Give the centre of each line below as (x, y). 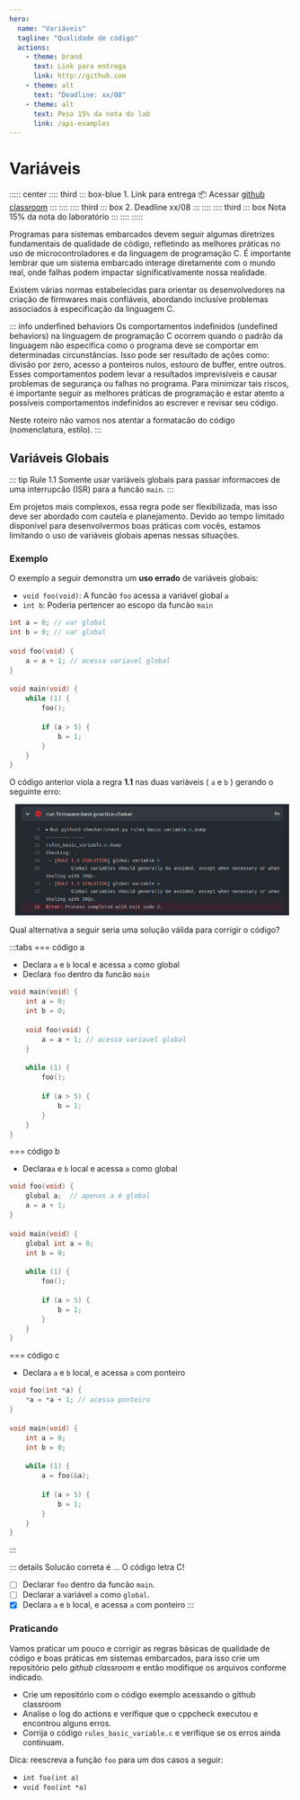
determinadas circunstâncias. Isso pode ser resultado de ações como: (139, 355)
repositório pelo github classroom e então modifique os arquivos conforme (148, 1667)
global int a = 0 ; (60, 1243)
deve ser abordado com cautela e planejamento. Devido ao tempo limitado (147, 516)
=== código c (35, 1355)
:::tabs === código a (47, 948)
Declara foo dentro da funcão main (86, 975)
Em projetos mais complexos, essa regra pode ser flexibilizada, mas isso (143, 507)
